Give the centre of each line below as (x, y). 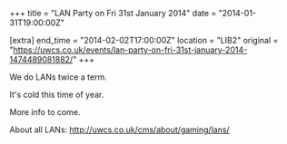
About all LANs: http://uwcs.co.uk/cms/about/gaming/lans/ (119, 130)
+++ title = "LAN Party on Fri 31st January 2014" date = (113, 13)
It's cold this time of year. (57, 95)
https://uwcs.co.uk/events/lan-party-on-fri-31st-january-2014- (130, 50)
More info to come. (45, 112)
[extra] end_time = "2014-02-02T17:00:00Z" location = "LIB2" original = (144, 40)
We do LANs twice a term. (58, 77)
